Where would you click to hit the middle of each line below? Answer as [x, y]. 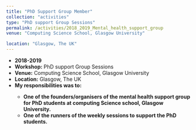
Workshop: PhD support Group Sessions [64, 67]
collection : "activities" [37, 17]
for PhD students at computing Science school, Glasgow [93, 103]
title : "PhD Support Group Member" [49, 11]
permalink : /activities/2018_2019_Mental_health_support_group [85, 28]
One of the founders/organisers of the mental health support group [106, 97]
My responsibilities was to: [48, 85]
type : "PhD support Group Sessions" [51, 22]
